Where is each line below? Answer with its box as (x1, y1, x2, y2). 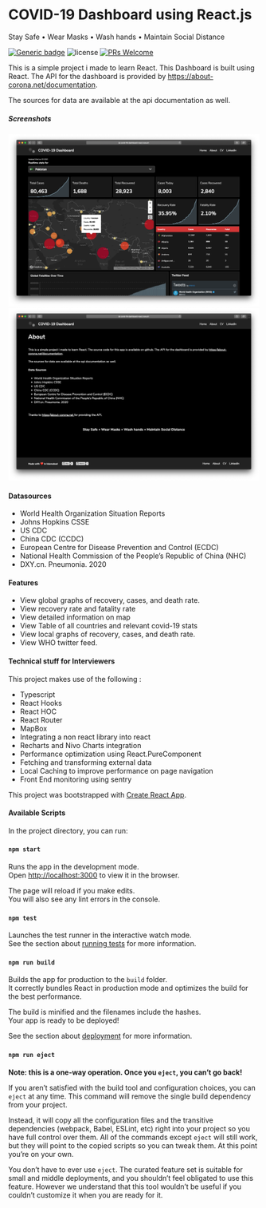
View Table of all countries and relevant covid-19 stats (19, 621, 198, 631)
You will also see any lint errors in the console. (8, 894, 161, 904)
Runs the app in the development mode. (8, 861, 139, 871)
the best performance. (8, 992, 82, 1001)
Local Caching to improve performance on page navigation (19, 766, 213, 775)
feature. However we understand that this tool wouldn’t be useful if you (8, 1182, 241, 1191)
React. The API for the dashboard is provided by (8, 71, 166, 81)
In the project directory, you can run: (8, 826, 128, 835)
